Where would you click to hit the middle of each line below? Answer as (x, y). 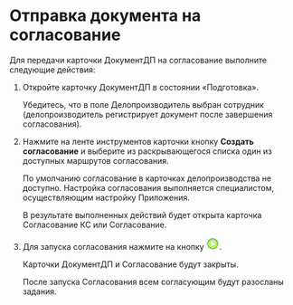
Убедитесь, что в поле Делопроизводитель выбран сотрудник (143, 104)
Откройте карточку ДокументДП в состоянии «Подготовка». (141, 87)
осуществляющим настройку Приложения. (106, 197)
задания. (39, 291)
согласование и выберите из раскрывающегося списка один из (147, 151)
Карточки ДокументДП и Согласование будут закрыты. (130, 264)
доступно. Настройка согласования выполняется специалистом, (148, 187)
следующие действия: (52, 70)
